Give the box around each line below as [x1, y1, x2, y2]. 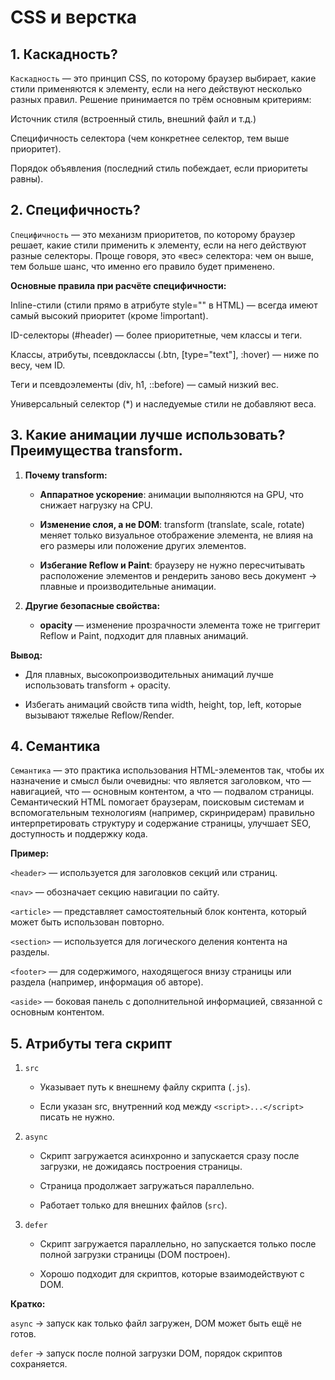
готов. [10, 1328, 37, 1340]
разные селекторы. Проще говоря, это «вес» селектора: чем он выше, [10, 249, 315, 261]
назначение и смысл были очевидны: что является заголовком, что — [10, 775, 312, 787]
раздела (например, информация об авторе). [10, 976, 204, 988]
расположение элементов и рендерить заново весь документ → [39, 569, 318, 581]
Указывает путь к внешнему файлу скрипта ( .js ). [39, 1081, 251, 1093]
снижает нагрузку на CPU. [39, 499, 153, 511]
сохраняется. [10, 1358, 68, 1370]
